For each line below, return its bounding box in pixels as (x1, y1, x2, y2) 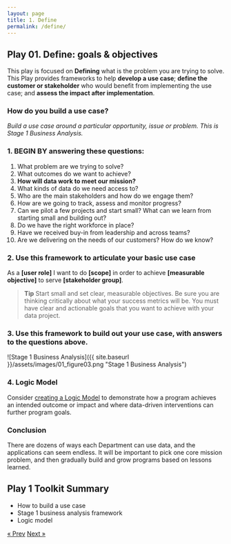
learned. (7, 462, 31, 471)
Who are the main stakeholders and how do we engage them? (17, 191, 194, 200)
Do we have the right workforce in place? (17, 221, 134, 229)
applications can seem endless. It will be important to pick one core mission (7, 448, 223, 456)
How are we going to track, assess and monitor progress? (17, 198, 181, 207)
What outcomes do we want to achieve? (17, 169, 131, 178)
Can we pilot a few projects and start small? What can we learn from (17, 206, 212, 214)
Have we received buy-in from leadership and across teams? (17, 228, 191, 236)
